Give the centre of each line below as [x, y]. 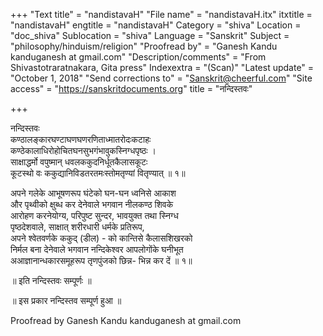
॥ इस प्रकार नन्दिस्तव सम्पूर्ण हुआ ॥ [66, 300]
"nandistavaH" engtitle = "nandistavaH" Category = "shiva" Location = [156, 25]
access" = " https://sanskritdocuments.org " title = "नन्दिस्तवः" [131, 88]
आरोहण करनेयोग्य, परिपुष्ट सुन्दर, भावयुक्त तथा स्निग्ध [94, 215]
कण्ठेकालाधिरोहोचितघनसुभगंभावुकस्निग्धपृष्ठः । [83, 150]
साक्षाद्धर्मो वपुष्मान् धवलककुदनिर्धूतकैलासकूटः [79, 162]
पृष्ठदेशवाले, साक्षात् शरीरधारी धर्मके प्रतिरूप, [77, 227]
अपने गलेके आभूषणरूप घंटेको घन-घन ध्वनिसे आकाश [93, 193]
